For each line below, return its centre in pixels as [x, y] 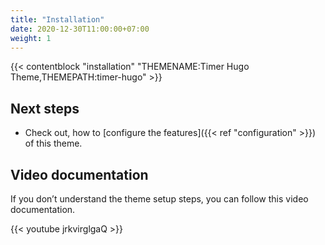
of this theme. [53, 143]
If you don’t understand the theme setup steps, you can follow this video [159, 199]
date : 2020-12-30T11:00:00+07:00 [80, 29]
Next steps [45, 108]
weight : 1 [31, 38]
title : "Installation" [57, 19]
